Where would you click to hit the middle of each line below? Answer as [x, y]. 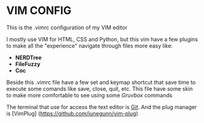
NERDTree [28, 57]
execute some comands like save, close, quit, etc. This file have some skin [100, 88]
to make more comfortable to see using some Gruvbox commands [89, 95]
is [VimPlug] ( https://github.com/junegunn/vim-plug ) [72, 113]
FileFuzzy [28, 64]
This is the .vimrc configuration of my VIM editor [67, 27]
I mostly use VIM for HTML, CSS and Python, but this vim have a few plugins [102, 39]
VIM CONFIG [39, 11]
